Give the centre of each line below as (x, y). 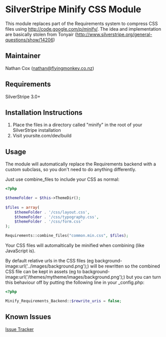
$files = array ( (22, 207)
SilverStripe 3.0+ (23, 97)
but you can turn (144, 277)
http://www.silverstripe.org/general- (114, 34)
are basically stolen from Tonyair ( (41, 34)
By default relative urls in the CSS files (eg (50, 261)
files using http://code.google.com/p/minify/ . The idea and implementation (83, 29)
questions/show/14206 (29, 40)
